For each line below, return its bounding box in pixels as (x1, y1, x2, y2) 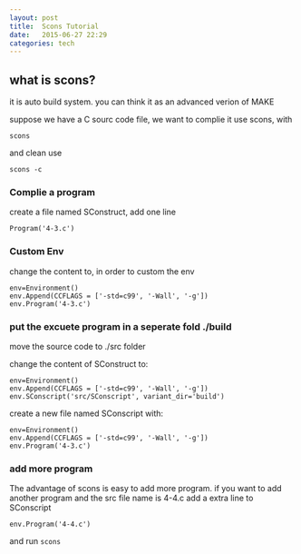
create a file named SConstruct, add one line (9, 206, 177, 218)
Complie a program (9, 185, 96, 198)
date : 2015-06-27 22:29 (9, 30, 107, 39)
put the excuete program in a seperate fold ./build (9, 320, 232, 332)
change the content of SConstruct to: (9, 358, 149, 369)
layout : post (9, 13, 59, 23)
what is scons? (9, 72, 96, 87)
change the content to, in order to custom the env (9, 265, 195, 277)
